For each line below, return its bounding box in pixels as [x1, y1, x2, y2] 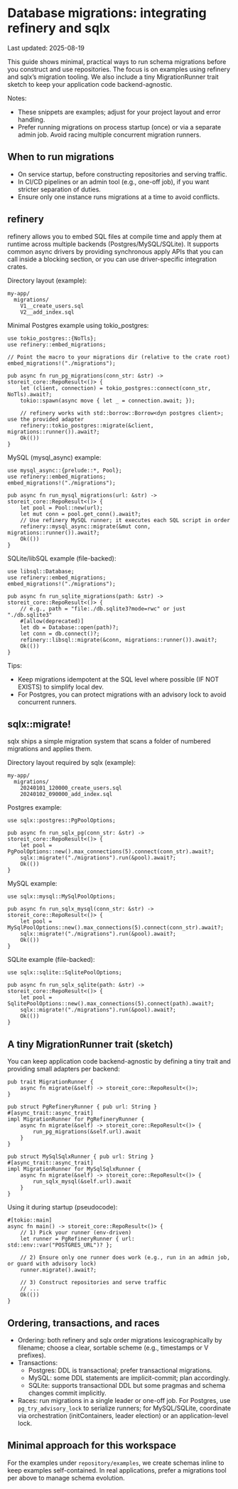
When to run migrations [7, 151, 115, 163]
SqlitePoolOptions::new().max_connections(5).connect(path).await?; [7, 1000, 215, 1007]
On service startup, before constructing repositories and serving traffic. [17, 169, 227, 179]
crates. [7, 262, 28, 271]
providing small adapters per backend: [7, 1065, 120, 1074]
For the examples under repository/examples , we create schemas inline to [7, 1458, 225, 1467]
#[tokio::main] [7, 1217, 53, 1224]
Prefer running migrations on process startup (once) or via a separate [17, 122, 222, 131]
